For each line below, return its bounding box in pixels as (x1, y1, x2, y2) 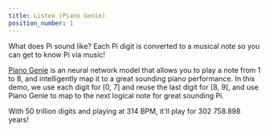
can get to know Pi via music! (8, 50, 106, 59)
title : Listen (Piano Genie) (8, 11, 106, 20)
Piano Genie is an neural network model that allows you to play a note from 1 (8, 65, 261, 74)
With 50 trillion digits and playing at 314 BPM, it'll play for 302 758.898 (8, 106, 241, 116)
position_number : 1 (8, 19, 74, 27)
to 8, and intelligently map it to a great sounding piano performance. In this (8, 74, 255, 83)
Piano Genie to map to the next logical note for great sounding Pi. (8, 90, 225, 100)
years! (8, 114, 30, 124)
